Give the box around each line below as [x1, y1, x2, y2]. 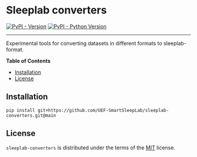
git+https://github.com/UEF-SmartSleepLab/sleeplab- [37, 107, 169, 113]
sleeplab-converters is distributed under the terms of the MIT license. [6, 144, 176, 151]
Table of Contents [6, 57, 51, 64]
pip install [6, 107, 35, 113]
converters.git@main [6, 112, 57, 118]
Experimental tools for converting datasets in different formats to [6, 39, 162, 47]
